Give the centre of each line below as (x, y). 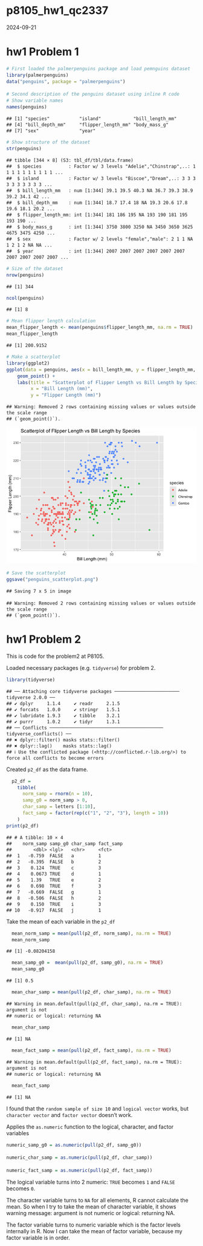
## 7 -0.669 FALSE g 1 (54, 892)
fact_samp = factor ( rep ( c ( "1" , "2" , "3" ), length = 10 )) (95, 813)
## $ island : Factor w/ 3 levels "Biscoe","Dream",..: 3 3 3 (101, 178)
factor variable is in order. (38, 1238)
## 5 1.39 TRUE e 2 (54, 880)
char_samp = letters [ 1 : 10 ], (59, 807)
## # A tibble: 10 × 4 (35, 837)
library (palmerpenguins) (37, 75)
